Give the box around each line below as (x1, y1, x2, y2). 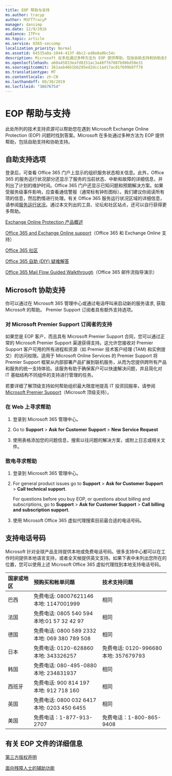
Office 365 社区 (5, 247, 38, 253)
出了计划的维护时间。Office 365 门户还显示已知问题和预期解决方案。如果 (9, 182, 164, 189)
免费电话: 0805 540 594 (33, 609, 93, 617)
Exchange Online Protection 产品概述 (5, 219, 83, 225)
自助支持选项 (5, 155, 46, 163)
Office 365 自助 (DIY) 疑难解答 (5, 258, 70, 265)
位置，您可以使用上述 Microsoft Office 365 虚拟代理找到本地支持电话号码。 (5, 561, 164, 567)
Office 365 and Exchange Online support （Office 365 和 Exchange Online (5, 230, 161, 236)
